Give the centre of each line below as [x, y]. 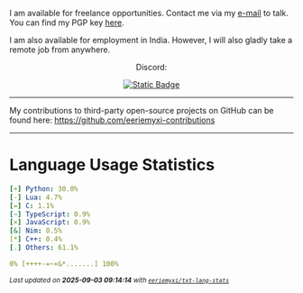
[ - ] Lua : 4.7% [36, 197]
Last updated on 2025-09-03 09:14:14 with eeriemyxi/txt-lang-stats [119, 280]
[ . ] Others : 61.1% [44, 248]
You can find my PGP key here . [67, 23]
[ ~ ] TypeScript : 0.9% [50, 214]
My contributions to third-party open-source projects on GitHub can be [142, 110]
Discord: [151, 67]
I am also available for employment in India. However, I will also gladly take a [151, 40]
